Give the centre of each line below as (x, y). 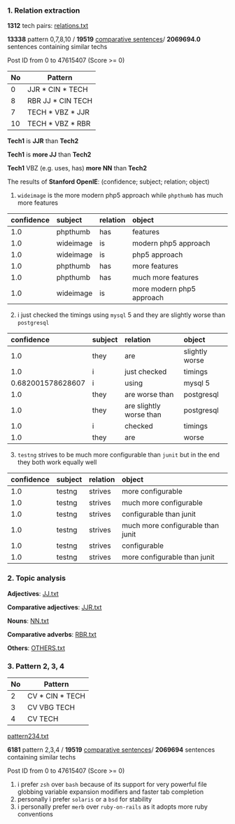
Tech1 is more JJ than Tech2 (49, 155)
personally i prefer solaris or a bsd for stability (85, 799)
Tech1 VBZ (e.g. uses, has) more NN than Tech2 (77, 168)
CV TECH (43, 719)
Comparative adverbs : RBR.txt (52, 634)
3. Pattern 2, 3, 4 (36, 666)
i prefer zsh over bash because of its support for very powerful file (112, 784)
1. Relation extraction (44, 11)
